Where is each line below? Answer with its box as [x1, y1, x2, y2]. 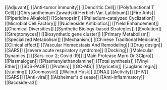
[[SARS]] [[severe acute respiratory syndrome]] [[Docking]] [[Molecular [5, 48, 153, 53]
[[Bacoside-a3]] [5, 79, 38, 85]
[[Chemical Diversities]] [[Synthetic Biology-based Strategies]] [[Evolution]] [5, 26, 162, 32]
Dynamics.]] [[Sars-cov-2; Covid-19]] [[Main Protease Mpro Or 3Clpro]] [5, 53, 153, 59]
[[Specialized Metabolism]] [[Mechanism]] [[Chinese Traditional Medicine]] [5, 36, 161, 42]
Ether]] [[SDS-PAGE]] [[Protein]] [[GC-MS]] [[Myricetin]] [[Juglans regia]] [5, 63, 157, 69]
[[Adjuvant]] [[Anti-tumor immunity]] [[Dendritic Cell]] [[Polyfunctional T [5, 5, 154, 10]
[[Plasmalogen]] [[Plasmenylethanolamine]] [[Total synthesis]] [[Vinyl [5, 58, 149, 64]
